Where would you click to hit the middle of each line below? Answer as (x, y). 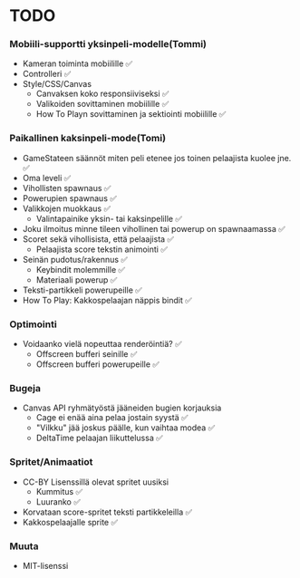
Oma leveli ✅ (47, 178)
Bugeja (25, 388)
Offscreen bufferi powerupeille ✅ (98, 364)
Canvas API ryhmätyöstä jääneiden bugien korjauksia (122, 408)
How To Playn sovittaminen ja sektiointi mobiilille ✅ (131, 114)
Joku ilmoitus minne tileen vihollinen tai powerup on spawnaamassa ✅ (154, 228)
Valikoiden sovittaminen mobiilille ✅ (102, 104)
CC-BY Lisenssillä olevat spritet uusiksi (96, 482)
